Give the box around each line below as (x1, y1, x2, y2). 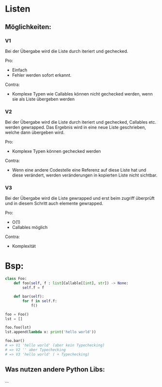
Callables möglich (12, 225, 48, 230)
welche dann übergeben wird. (5, 129, 65, 135)
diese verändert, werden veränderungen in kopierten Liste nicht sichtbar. (12, 172, 158, 178)
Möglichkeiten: (5, 23, 52, 31)
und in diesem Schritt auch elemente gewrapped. (5, 200, 103, 207)
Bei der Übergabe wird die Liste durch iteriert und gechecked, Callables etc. (5, 119, 156, 125)
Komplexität (12, 243, 36, 249)
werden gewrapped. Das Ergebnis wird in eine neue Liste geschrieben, (5, 125, 146, 130)
